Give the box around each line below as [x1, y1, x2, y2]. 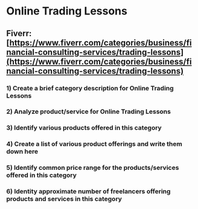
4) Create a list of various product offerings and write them [6, 140, 182, 148]
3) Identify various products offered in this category [6, 123, 162, 132]
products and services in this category [6, 195, 123, 203]
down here [6, 148, 39, 156]
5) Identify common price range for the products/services [6, 164, 179, 172]
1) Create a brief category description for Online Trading [6, 84, 174, 92]
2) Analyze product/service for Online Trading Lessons [6, 107, 171, 116]
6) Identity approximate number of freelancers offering [6, 187, 171, 196]
